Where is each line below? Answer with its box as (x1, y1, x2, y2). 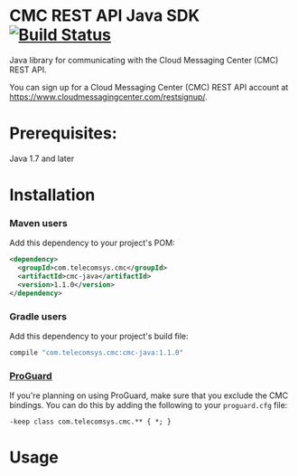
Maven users (9, 216, 68, 229)
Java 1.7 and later (9, 153, 75, 164)
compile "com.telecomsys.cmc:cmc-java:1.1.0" (9, 348, 183, 357)
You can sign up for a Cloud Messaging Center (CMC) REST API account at (9, 81, 289, 92)
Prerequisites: (9, 123, 117, 144)
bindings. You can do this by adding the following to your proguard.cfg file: (9, 400, 288, 411)
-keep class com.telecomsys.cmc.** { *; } (9, 417, 172, 426)
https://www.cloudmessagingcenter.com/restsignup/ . (9, 91, 208, 102)
